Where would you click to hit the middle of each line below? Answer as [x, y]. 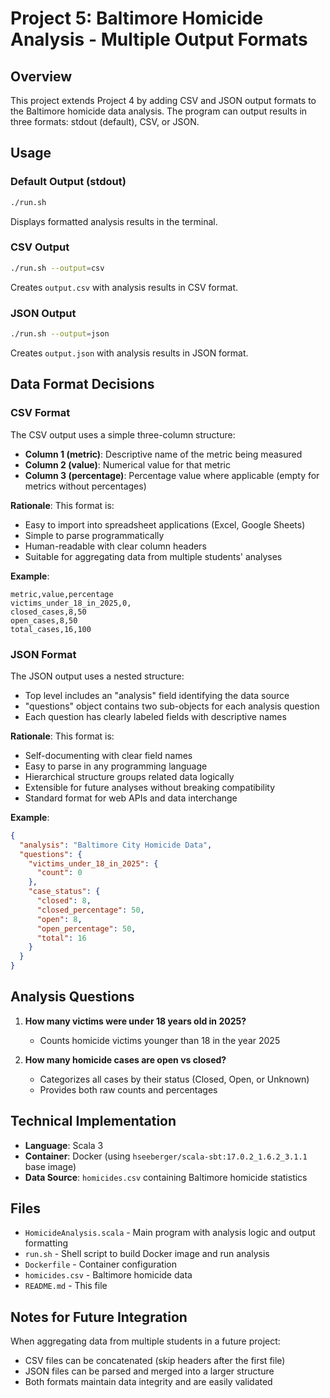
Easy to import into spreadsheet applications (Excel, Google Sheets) [165, 524]
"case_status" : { [64, 892]
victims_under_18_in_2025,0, [71, 603]
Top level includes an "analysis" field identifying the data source [157, 695]
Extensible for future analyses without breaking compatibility [150, 787]
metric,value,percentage [62, 594]
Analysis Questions [72, 997]
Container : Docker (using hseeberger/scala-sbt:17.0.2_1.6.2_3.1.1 [166, 1156]
